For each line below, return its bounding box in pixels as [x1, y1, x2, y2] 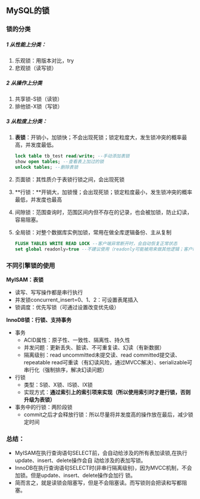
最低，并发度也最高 [14, 196, 62, 203]
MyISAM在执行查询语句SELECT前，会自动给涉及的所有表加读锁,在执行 [14, 450, 187, 457]
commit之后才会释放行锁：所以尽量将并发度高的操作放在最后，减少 [23, 411, 189, 418]
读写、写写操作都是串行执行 [14, 289, 83, 296]
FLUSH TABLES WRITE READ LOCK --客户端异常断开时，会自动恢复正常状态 [14, 240, 177, 246]
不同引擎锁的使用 [6, 261, 55, 269]
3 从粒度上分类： [6, 117, 48, 125]
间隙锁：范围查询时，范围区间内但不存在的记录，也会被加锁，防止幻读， [14, 208, 192, 216]
